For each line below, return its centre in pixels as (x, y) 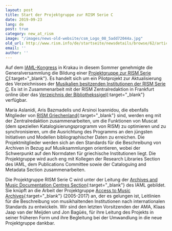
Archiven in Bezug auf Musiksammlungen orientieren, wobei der (73, 148)
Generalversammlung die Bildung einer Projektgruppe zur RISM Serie (78, 73)
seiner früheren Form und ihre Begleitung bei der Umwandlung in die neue (84, 217)
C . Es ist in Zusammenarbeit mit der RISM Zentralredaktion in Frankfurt (80, 89)
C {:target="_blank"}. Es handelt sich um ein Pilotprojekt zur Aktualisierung (84, 78)
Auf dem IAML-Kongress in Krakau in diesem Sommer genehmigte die (79, 67)
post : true (17, 29)
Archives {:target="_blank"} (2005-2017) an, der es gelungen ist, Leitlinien (83, 196)
